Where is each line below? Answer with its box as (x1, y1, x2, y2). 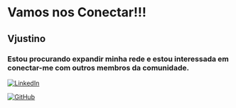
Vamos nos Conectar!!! (7, 4, 147, 21)
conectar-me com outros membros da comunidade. (7, 63, 190, 72)
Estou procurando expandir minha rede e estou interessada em (7, 54, 230, 64)
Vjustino (7, 33, 46, 45)
